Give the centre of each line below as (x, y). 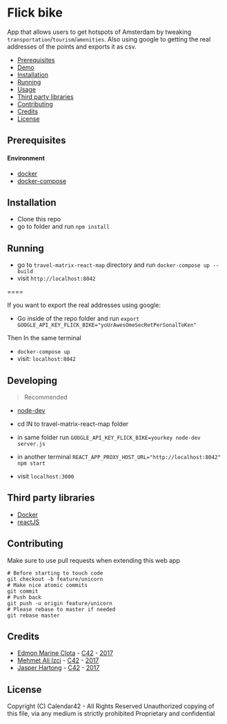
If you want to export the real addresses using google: (84, 305)
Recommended (46, 397)
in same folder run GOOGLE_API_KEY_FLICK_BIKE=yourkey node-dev (109, 437)
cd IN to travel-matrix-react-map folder (73, 424)
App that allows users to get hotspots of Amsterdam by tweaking (99, 32)
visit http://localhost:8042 (56, 279)
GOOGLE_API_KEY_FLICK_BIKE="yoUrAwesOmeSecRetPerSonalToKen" (107, 325)
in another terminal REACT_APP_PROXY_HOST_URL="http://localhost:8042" (119, 456)
